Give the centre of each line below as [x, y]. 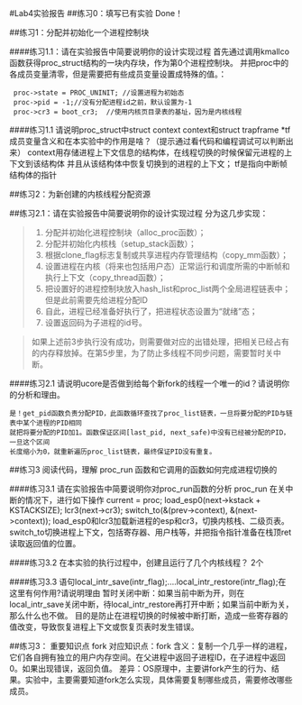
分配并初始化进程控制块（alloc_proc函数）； [125, 232]
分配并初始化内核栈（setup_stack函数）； [120, 243]
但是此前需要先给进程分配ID [96, 300]
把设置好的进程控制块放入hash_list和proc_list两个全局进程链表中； [168, 288]
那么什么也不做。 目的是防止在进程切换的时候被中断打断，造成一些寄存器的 [149, 615]
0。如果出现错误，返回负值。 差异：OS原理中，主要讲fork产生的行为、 [141, 668]
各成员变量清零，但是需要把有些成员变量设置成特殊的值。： [118, 74]
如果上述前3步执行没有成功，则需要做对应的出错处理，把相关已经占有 [160, 342]
